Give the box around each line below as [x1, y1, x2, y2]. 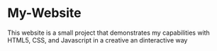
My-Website [7, 5, 82, 21]
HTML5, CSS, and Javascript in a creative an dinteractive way [7, 35, 188, 44]
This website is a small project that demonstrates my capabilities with [7, 28, 211, 37]
